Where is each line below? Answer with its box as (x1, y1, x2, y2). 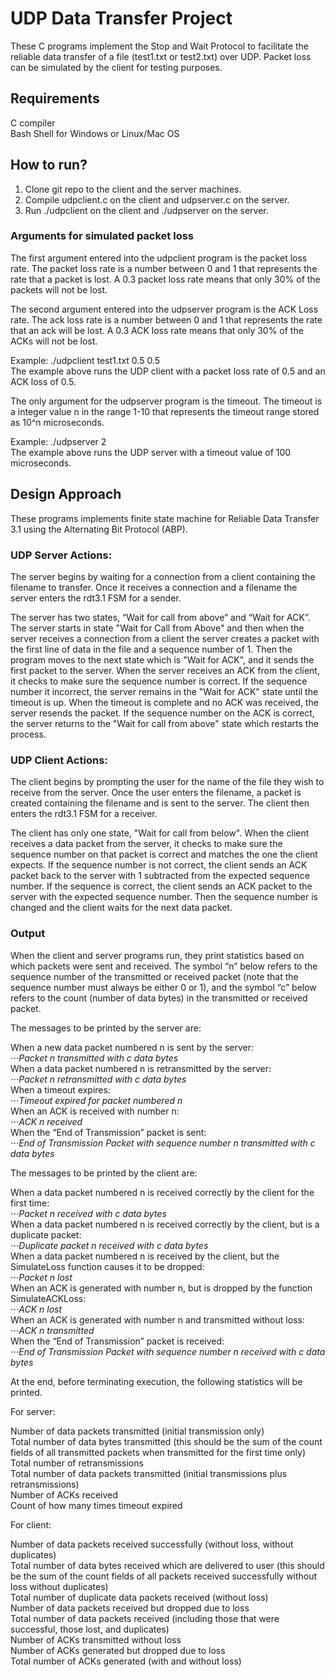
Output (10, 927, 46, 941)
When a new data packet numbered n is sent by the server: (10, 1041, 255, 1053)
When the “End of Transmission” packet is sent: (10, 1126, 207, 1138)
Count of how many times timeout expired (10, 1499, 183, 1511)
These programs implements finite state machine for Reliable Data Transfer (10, 512, 320, 524)
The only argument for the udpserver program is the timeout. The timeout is (10, 395, 323, 407)
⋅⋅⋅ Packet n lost (10, 1271, 73, 1283)
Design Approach (10, 486, 122, 503)
